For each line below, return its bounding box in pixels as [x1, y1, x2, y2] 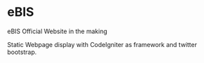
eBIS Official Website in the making [7, 27, 108, 35]
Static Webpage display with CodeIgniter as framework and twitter [7, 40, 198, 48]
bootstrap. [7, 48, 37, 56]
